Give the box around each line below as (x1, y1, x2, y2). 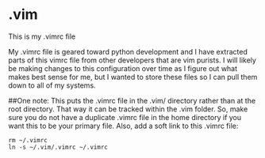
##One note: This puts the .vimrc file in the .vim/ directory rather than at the (8, 96, 256, 105)
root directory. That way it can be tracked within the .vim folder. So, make (8, 104, 248, 114)
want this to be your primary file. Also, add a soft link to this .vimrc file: (8, 121, 239, 130)
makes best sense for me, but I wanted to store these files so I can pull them (8, 72, 258, 81)
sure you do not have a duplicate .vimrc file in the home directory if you (8, 112, 242, 122)
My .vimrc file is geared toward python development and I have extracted (8, 47, 248, 56)
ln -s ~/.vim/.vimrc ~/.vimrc (8, 143, 109, 151)
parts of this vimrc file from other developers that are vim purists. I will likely (8, 55, 256, 65)
